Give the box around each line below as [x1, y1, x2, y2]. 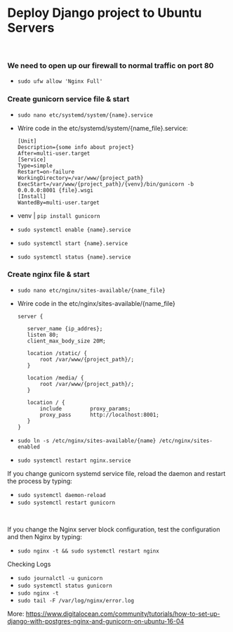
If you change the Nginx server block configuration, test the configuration [7, 525, 220, 534]
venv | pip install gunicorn [17, 211, 100, 219]
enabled [17, 443, 40, 451]
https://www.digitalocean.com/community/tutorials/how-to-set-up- [25, 610, 220, 618]
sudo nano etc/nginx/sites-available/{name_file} [17, 287, 166, 294]
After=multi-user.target [17, 150, 91, 157]
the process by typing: [7, 477, 72, 485]
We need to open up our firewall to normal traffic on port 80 [7, 60, 214, 70]
